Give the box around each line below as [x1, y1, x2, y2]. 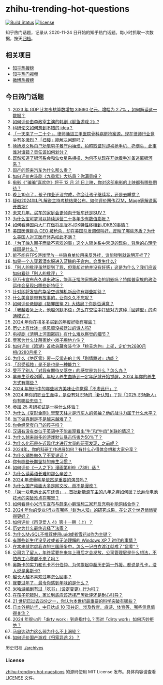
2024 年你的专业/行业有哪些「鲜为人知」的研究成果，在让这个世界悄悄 [12, 507, 153, 513]
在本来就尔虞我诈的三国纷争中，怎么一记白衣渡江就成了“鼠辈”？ [12, 543, 140, 549]
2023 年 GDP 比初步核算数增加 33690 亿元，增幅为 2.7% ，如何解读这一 [12, 106, 157, 112]
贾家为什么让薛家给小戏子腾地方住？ [12, 337, 85, 343]
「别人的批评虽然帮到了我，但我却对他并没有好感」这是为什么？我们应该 [12, 264, 157, 270]
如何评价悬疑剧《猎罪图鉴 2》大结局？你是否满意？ [12, 301, 114, 306]
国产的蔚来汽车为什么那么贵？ [12, 167, 72, 173]
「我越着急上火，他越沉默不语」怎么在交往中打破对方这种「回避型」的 [12, 307, 153, 313]
